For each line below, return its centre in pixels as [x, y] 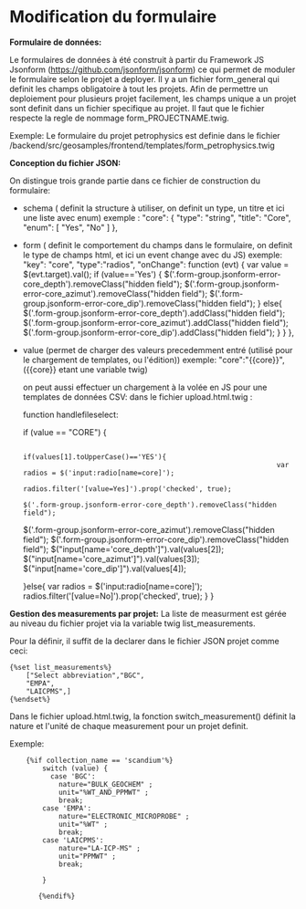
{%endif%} [57, 896]
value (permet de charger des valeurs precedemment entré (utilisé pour [158, 350]
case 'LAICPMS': [73, 840]
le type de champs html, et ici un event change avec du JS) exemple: [153, 255]
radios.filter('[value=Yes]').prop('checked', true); [127, 489]
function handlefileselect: [70, 414]
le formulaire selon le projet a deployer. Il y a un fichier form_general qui [145, 78]
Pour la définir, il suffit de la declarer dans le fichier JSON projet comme [145, 641]
